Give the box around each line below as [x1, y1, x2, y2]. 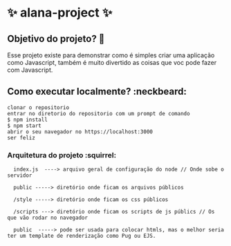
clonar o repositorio [7, 104, 70, 111]
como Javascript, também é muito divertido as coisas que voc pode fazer [7, 59, 217, 66]
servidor [7, 172, 33, 179]
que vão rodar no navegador [7, 214, 89, 222]
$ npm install [7, 116, 48, 123]
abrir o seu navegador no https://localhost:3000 [7, 128, 154, 135]
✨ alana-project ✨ [7, 5, 113, 21]
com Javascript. [7, 66, 53, 74]
